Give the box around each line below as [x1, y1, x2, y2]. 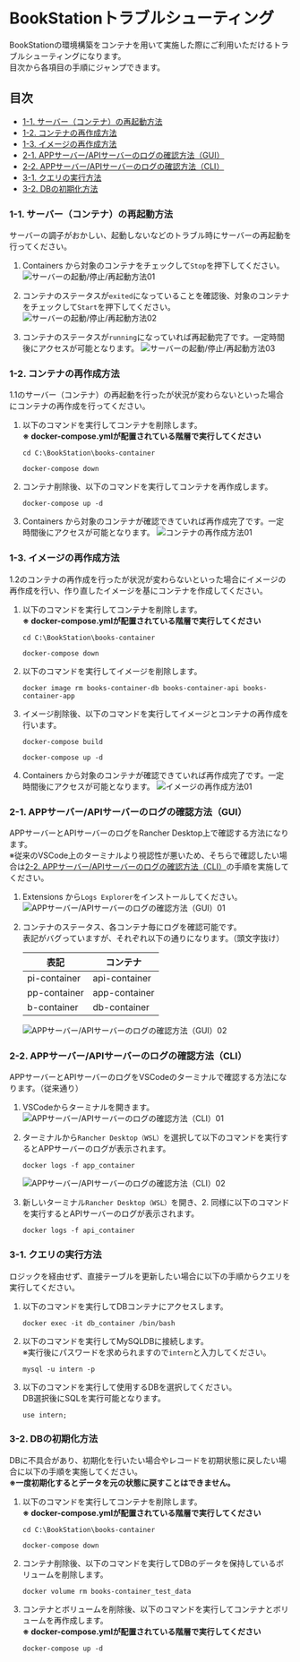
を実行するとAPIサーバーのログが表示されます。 [21, 1208, 200, 1219]
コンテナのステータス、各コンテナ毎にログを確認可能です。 [21, 921, 242, 932]
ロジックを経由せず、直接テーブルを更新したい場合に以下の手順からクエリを [9, 1271, 291, 1281]
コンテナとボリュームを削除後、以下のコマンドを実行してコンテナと [21, 1604, 273, 1615]
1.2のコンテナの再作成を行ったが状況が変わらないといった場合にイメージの [9, 574, 287, 585]
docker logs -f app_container [21, 1161, 136, 1170]
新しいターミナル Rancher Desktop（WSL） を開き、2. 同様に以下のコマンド [21, 1197, 289, 1208]
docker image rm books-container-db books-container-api [21, 683, 240, 692]
